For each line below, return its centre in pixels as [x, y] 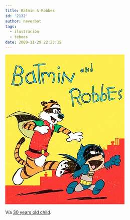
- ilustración [24, 32]
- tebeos [19, 37]
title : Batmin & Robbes [30, 11]
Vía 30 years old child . [28, 212]
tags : [11, 27]
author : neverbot [23, 21]
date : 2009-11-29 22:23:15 [33, 43]
